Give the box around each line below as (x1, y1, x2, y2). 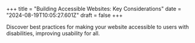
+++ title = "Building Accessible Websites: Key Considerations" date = (6, 5, 182, 12)
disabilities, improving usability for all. (6, 30, 100, 37)
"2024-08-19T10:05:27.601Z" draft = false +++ (6, 12, 123, 19)
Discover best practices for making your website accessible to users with (6, 24, 190, 30)
